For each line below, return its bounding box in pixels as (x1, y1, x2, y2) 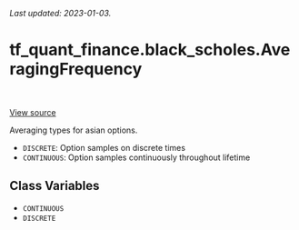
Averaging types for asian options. (9, 125, 138, 135)
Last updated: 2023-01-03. (9, 8, 112, 18)
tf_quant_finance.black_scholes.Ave (9, 40, 291, 60)
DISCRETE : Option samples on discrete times (22, 142, 186, 153)
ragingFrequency (9, 59, 143, 80)
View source (9, 106, 56, 117)
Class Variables (9, 178, 100, 194)
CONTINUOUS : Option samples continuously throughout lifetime (22, 152, 251, 163)
